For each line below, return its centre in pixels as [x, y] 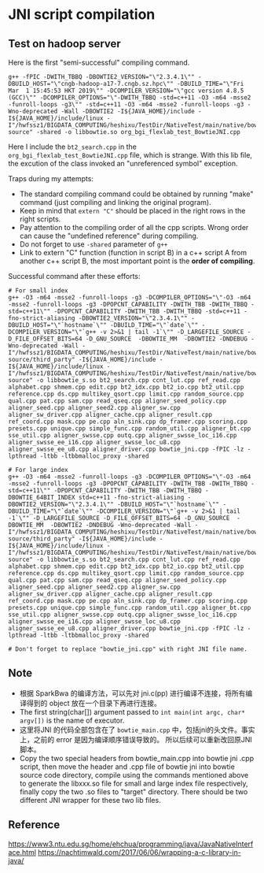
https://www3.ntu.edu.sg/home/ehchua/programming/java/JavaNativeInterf [131, 844]
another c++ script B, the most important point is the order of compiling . [137, 261]
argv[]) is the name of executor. [72, 720]
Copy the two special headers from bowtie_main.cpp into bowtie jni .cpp [136, 758]
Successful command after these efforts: [74, 276]
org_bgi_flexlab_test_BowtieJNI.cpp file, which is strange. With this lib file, [130, 155]
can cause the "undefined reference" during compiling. [109, 236]
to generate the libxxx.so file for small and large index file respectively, [134, 783]
